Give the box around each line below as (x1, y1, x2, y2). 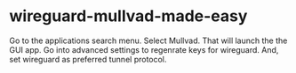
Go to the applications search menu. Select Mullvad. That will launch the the (9, 35, 288, 46)
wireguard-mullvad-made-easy (9, 6, 248, 26)
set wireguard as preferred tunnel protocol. (9, 54, 167, 64)
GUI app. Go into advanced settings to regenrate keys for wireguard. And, (9, 44, 279, 55)
